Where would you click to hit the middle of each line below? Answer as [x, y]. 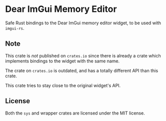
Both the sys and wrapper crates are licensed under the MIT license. [75, 113]
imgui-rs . [15, 28]
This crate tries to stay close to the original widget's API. [63, 85]
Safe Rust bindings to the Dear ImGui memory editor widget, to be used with [83, 23]
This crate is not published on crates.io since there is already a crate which [83, 56]
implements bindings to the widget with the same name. [62, 61]
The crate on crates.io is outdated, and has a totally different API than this [82, 70]
